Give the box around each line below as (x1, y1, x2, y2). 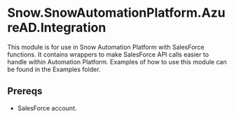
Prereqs (7, 85, 43, 97)
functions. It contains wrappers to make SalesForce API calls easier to (7, 50, 209, 59)
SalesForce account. (17, 103, 77, 112)
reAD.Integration (7, 20, 106, 36)
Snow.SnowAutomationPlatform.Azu (7, 5, 226, 21)
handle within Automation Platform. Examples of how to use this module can (7, 57, 227, 66)
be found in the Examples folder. (7, 65, 101, 73)
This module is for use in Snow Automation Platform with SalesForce (7, 43, 205, 51)
